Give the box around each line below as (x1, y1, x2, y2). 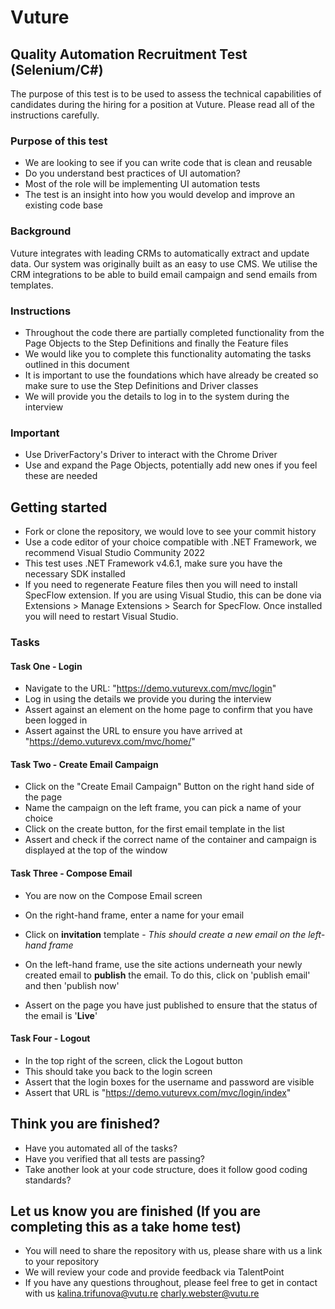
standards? (24, 1174, 72, 1186)
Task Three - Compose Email (10, 867, 133, 879)
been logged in (24, 714, 88, 726)
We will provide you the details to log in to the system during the (24, 390, 290, 402)
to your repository (24, 1256, 100, 1268)
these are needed (24, 470, 98, 482)
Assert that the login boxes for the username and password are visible (24, 1076, 315, 1088)
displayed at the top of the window (24, 844, 168, 856)
